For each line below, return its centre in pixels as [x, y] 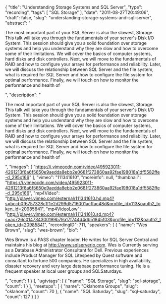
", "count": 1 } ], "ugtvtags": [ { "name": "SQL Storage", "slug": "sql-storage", [83, 281]
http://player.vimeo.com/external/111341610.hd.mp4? [61, 198]
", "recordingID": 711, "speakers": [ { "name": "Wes [96, 225]
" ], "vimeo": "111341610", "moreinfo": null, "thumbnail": [85, 177]
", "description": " [23, 95]
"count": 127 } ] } [22, 297]
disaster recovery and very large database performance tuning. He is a [78, 266]
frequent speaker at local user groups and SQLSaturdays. [64, 271]
